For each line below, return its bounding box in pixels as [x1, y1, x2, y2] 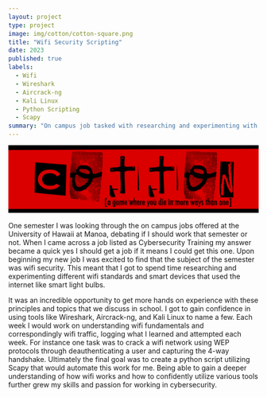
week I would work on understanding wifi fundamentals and [8, 321, 204, 330]
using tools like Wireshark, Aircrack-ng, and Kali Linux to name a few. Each [8, 312, 253, 321]
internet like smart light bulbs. [8, 279, 106, 290]
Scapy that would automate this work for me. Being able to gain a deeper [8, 363, 247, 372]
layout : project [8, 13, 62, 21]
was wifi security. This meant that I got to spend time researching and [8, 263, 237, 272]
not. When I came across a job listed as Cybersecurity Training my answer [8, 237, 252, 247]
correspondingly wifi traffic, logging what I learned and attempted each [8, 329, 242, 338]
